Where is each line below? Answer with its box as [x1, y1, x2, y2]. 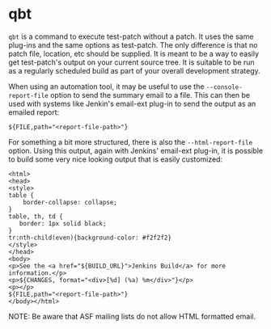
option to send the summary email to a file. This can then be [49, 90, 251, 99]
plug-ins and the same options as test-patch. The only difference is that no [8, 40, 258, 49]
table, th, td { [8, 212, 63, 221]
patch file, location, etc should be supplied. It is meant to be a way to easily [8, 49, 260, 58]
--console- [205, 82, 243, 91]
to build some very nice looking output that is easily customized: [8, 154, 223, 164]
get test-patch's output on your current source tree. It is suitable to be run [8, 57, 255, 67]
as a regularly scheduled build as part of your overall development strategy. [8, 65, 260, 75]
